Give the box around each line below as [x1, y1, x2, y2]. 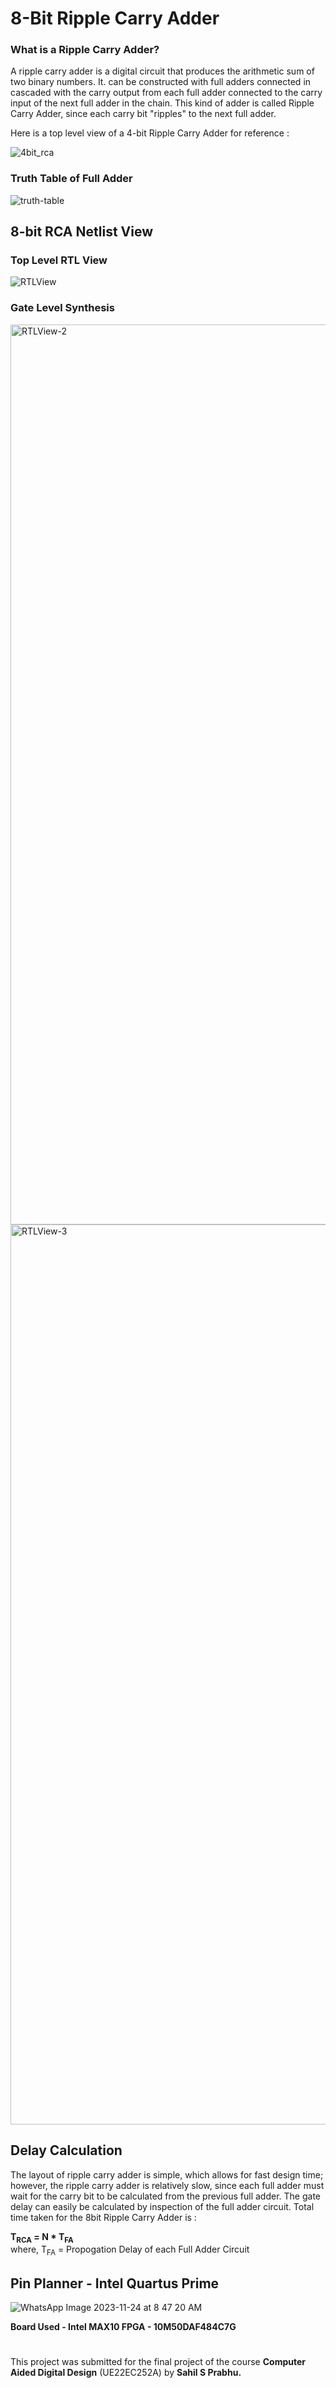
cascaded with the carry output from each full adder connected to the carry [10, 87, 323, 99]
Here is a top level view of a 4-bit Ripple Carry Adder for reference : [10, 127, 290, 139]
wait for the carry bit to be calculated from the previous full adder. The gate [10, 2190, 322, 2202]
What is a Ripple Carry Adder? [10, 43, 160, 57]
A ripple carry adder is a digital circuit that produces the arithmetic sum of [10, 65, 315, 77]
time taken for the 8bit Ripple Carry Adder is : [10, 2211, 197, 2223]
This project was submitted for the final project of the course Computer [10, 2356, 306, 2368]
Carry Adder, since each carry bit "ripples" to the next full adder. [10, 108, 277, 120]
